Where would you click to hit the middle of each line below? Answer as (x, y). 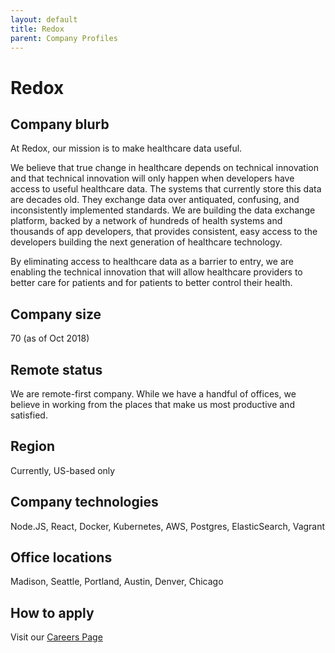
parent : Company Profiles (64, 38)
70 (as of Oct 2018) (50, 338)
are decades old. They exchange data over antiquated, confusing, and (155, 200)
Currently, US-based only (63, 470)
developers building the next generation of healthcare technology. (146, 242)
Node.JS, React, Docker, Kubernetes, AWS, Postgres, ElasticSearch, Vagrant (168, 526)
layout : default (44, 19)
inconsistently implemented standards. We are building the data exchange (163, 210)
